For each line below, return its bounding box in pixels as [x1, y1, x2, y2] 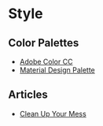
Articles [8, 88, 49, 102]
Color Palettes [8, 36, 79, 50]
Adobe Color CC [19, 57, 73, 66]
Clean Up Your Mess [19, 109, 86, 118]
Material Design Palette [19, 65, 96, 75]
